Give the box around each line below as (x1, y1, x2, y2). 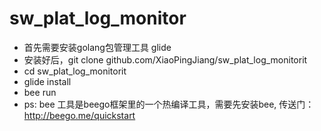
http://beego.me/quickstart (23, 109, 136, 121)
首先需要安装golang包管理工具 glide (23, 41, 172, 53)
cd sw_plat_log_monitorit (23, 65, 127, 77)
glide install (23, 75, 72, 87)
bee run (23, 86, 57, 98)
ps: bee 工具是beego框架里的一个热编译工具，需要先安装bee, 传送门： (23, 98, 315, 110)
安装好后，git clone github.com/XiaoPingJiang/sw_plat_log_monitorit (23, 53, 308, 66)
